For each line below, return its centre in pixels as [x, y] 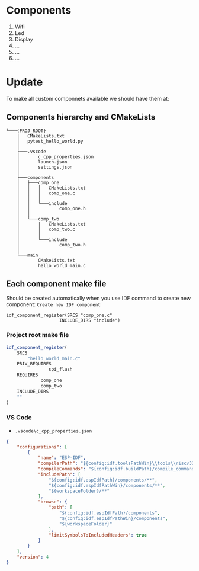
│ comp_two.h [51, 245]
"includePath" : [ [59, 474]
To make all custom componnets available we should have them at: [88, 98]
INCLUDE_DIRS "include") [89, 320]
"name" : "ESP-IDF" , [62, 458]
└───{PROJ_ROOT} [26, 131]
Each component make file [56, 284]
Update [25, 82]
